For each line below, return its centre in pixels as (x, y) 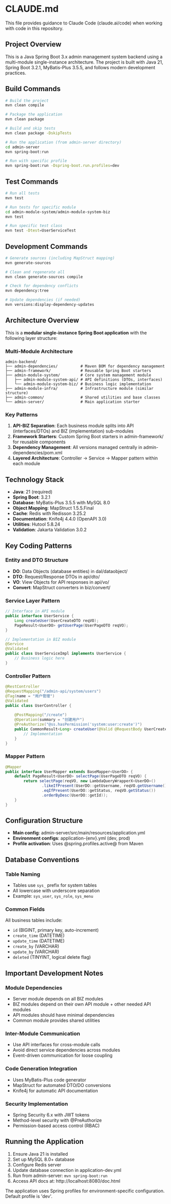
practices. (16, 73)
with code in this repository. (34, 28)
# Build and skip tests (31, 128)
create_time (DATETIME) (39, 936)
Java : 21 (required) (32, 492)
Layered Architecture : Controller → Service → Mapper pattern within (85, 458)
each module (26, 464)
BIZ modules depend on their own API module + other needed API (82, 1004)
